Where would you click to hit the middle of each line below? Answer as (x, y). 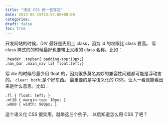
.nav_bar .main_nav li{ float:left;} (45, 64)
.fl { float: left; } (28, 96)
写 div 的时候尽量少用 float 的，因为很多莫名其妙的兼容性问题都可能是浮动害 (83, 74)
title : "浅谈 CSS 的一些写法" (34, 10)
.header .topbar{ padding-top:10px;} (45, 59)
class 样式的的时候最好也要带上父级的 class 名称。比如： (64, 50)
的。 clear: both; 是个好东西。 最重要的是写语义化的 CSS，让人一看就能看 (82, 80)
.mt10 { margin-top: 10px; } (36, 100)
